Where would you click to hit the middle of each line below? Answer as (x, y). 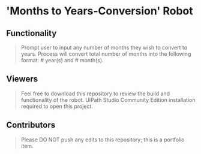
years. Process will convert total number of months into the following (106, 54)
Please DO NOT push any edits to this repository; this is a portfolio (103, 140)
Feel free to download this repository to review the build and (95, 93)
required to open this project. (57, 106)
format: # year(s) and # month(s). (62, 60)
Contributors (31, 125)
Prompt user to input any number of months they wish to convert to (104, 47)
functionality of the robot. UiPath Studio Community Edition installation (108, 99)
